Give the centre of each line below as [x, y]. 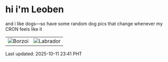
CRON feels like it [24, 29]
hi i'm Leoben [35, 9]
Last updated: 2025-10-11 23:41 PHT [44, 54]
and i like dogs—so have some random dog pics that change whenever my [84, 24]
